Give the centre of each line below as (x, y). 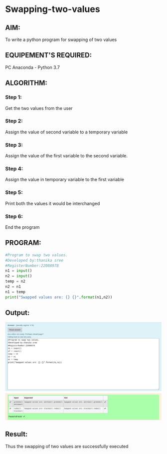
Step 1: (13, 97)
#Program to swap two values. (37, 255)
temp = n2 (15, 281)
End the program (22, 227)
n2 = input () (19, 276)
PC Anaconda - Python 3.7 (32, 67)
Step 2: (14, 121)
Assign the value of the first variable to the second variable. (67, 156)
